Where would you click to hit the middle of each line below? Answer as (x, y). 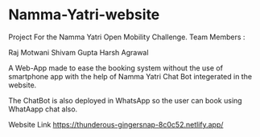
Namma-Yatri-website (84, 15)
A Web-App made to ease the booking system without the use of (116, 68)
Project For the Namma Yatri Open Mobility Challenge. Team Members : (127, 37)
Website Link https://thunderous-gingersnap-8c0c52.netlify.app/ (116, 124)
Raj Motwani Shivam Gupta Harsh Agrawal (78, 52)
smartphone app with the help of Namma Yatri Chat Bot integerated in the (130, 76)
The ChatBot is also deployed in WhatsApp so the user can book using (126, 100)
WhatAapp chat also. (43, 109)
